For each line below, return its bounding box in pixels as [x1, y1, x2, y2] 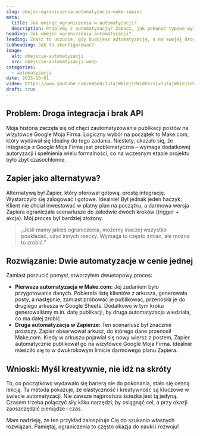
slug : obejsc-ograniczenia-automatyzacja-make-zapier [6, 8, 143, 15]
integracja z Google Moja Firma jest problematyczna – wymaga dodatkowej [6, 143, 190, 150]
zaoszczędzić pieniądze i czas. [6, 405, 82, 412]
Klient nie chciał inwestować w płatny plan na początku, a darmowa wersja [6, 202, 189, 209]
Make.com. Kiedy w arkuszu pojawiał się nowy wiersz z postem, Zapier [14, 334, 190, 341]
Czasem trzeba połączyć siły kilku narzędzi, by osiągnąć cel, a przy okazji [6, 399, 188, 406]
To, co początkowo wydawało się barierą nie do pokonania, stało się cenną [6, 380, 190, 387]
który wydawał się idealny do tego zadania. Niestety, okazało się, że [6, 137, 174, 144]
